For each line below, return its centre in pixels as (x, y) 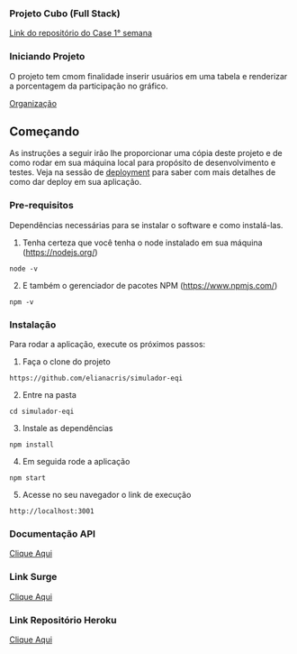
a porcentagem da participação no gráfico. (89, 86)
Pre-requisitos (41, 206)
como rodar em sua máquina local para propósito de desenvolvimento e (143, 163)
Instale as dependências (67, 428)
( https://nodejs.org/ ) (60, 252)
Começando (45, 131)
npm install (31, 445)
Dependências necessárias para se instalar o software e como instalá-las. (146, 225)
